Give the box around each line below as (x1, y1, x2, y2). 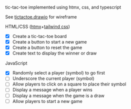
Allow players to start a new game (12, 98, 82, 104)
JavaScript (5, 60, 27, 66)
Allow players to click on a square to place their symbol (12, 81, 126, 87)
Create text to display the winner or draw (12, 50, 97, 56)
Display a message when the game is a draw (12, 92, 105, 98)
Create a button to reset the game (12, 44, 82, 50)
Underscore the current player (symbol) (12, 75, 94, 81)
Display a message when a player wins (12, 87, 92, 93)
